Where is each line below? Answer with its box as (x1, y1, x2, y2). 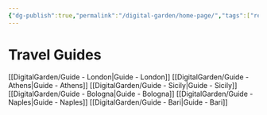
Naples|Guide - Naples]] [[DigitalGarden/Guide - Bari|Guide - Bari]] (8, 97, 228, 107)
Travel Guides (8, 45, 102, 63)
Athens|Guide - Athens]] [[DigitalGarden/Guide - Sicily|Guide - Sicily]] (8, 80, 238, 90)
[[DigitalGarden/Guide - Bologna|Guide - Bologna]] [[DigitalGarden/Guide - (8, 89, 253, 98)
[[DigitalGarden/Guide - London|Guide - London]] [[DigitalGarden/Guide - (8, 72, 249, 82)
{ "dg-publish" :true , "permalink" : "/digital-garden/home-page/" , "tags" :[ (8, 11, 250, 20)
